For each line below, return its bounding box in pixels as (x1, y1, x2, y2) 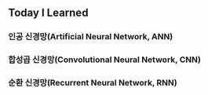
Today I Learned (8, 6, 89, 20)
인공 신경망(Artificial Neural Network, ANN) (8, 31, 173, 42)
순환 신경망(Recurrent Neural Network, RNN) (8, 78, 178, 89)
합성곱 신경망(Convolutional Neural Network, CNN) (8, 54, 202, 65)
